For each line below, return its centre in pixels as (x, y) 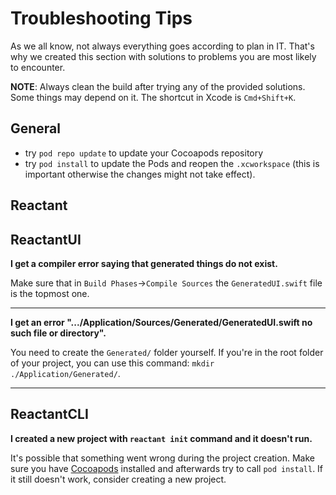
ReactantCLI (49, 414)
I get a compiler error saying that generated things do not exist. (144, 263)
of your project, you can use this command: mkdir (112, 363)
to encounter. (38, 67)
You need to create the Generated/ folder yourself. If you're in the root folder (167, 352)
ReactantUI (46, 239)
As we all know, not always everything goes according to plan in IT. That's (162, 46)
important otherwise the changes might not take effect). (140, 174)
